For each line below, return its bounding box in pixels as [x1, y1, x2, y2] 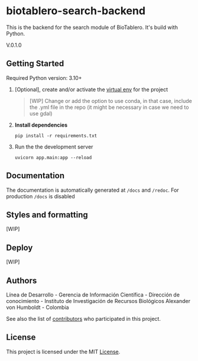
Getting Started [6, 59, 64, 69]
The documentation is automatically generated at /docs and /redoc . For [6, 186, 179, 194]
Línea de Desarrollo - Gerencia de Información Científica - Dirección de [6, 291, 180, 298]
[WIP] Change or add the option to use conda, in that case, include [29, 97, 192, 104]
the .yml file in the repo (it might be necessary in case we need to [29, 104, 189, 111]
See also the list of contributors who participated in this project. [6, 315, 161, 322]
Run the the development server [14, 143, 93, 150]
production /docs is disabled [6, 192, 75, 199]
